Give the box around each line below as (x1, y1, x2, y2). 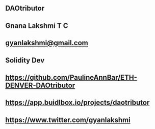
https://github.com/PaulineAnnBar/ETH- (5, 73, 138, 82)
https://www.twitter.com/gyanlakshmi (5, 115, 131, 124)
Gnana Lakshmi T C (5, 21, 68, 30)
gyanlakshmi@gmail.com (5, 39, 88, 47)
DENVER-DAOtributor (5, 81, 75, 89)
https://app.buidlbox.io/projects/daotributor (5, 99, 150, 107)
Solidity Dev (5, 56, 45, 64)
